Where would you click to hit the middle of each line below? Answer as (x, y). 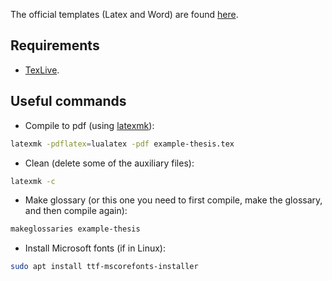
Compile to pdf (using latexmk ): (89, 125)
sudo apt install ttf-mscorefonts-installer (104, 267)
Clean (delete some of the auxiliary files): (109, 163)
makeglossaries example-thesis (75, 229)
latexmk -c (33, 181)
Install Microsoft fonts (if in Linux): (95, 248)
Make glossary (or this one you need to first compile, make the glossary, (173, 200)
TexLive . (42, 70)
